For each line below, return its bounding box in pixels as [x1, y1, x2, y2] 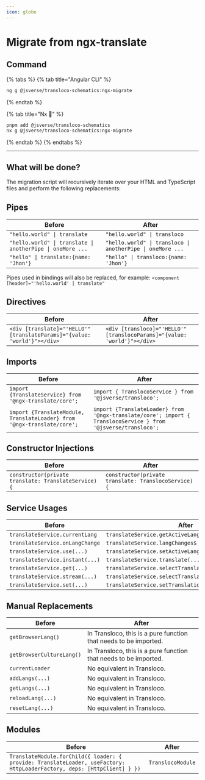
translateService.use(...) [9, 548, 88, 555]
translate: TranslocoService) [106, 478, 193, 485]
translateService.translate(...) [106, 556, 203, 564]
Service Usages [6, 503, 68, 513]
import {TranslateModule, [9, 409, 85, 415]
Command [6, 59, 47, 70]
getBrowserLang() [9, 634, 60, 640]
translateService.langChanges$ [106, 540, 197, 546]
